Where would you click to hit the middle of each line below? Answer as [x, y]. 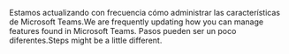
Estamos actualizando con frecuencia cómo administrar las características [145, 13]
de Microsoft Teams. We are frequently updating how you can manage [136, 22]
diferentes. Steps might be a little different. [86, 40]
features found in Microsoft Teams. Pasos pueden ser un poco [123, 31]
